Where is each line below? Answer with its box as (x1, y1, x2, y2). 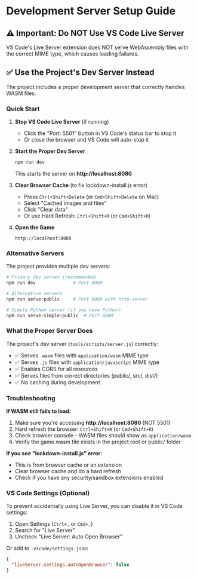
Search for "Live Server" (14, 527, 76, 534)
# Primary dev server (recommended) (6, 274, 97, 280)
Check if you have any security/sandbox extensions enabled (14, 474, 164, 482)
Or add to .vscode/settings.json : (6, 545, 89, 552)
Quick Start (6, 105, 40, 113)
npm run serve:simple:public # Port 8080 (6, 313, 113, 318)
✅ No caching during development (14, 378, 100, 386)
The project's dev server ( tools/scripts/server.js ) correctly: (6, 340, 159, 347)
